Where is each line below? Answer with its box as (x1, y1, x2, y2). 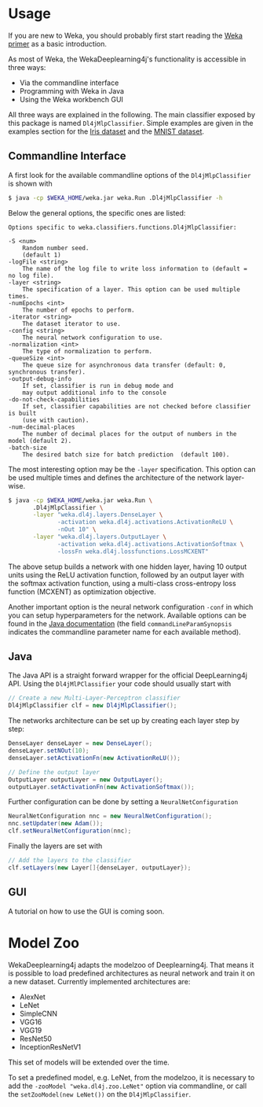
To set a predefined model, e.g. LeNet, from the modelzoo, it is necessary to (8, 1072, 255, 1082)
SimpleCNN (19, 1009, 57, 1018)
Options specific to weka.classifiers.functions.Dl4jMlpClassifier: (8, 223, 237, 231)
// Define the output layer (8, 768, 100, 776)
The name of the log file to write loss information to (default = (22, 264, 247, 272)
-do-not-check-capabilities (8, 395, 100, 404)
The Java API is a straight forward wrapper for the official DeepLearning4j (8, 670, 247, 681)
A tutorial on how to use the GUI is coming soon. (8, 906, 165, 916)
